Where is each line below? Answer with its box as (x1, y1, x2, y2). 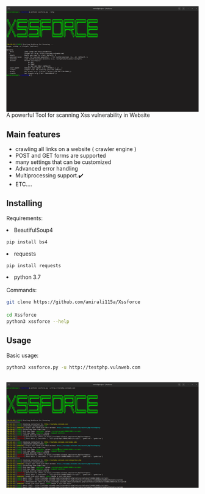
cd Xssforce (6, 312, 37, 319)
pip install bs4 (6, 238, 48, 245)
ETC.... (15, 180, 32, 188)
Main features (6, 129, 61, 139)
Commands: (6, 287, 37, 294)
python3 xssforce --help (6, 319, 70, 325)
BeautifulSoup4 (14, 226, 53, 234)
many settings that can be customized (15, 158, 112, 166)
